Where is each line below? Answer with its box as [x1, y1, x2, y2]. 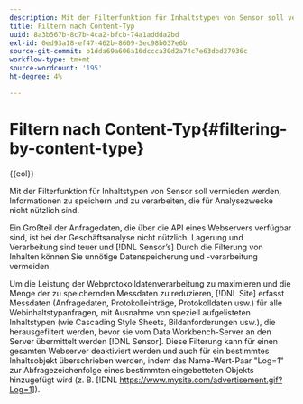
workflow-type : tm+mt [9, 55, 91, 64]
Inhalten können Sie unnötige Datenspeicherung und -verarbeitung [9, 250, 259, 262]
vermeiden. [9, 260, 52, 271]
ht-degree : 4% [9, 72, 63, 81]
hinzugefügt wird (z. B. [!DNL [9, 374, 118, 385]
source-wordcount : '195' [9, 64, 103, 73]
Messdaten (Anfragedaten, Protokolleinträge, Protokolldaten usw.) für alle [9, 297, 282, 308]
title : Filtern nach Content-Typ [9, 22, 135, 31]
